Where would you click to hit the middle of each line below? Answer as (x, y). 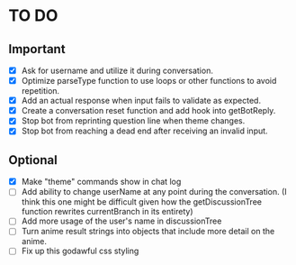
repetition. (40, 91)
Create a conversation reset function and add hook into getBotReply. (148, 111)
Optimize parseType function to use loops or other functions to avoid (149, 81)
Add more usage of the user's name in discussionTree (121, 221)
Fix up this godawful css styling (80, 251)
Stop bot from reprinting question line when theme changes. (133, 121)
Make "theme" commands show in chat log (101, 182)
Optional (33, 160)
